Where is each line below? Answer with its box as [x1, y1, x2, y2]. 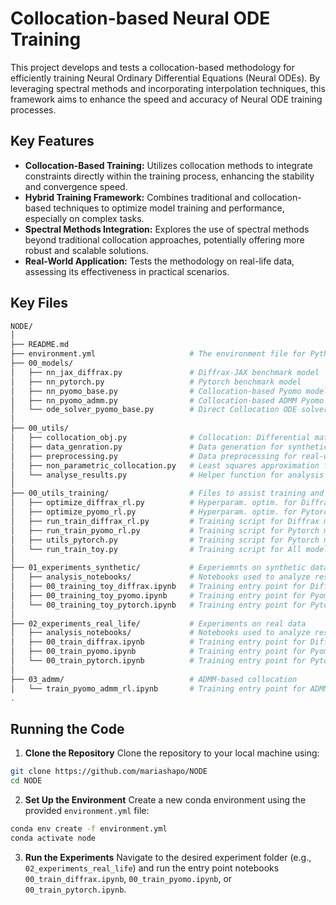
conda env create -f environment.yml [10, 824, 168, 834]
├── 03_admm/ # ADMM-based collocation [10, 674, 298, 684]
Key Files [10, 295, 68, 312]
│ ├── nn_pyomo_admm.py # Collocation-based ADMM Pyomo [10, 395, 325, 406]
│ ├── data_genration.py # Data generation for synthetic [10, 442, 329, 452]
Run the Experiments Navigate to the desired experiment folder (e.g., [24, 851, 312, 863]
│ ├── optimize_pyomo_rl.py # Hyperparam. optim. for [10, 507, 298, 517]
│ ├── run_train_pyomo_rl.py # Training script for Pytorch [10, 525, 320, 536]
